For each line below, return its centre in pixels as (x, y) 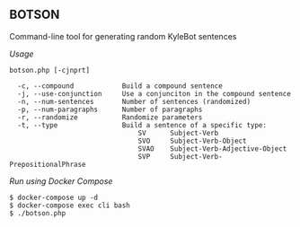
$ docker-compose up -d (54, 197)
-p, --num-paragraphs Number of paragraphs (110, 109)
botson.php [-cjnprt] (50, 70)
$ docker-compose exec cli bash (70, 205)
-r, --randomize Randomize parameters (110, 117)
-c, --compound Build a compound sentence (120, 86)
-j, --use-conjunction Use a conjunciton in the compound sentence (154, 93)
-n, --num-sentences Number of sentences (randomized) (134, 101)
